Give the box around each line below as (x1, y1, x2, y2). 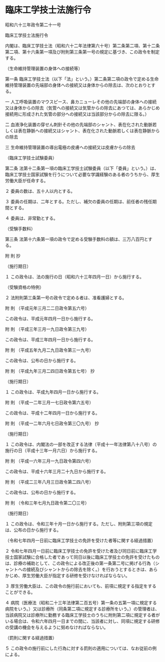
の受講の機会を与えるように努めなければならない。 (5, 624, 109, 630)
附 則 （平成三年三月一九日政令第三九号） (5, 326, 89, 332)
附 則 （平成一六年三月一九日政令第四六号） (5, 458, 94, 464)
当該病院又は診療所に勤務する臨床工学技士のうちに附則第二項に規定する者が (5, 612, 160, 618)
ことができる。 (5, 589, 35, 595)
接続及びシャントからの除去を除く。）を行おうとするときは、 (26, 566, 149, 572)
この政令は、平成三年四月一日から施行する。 (5, 336, 96, 343)
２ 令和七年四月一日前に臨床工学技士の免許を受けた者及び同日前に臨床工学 (5, 548, 157, 554)
